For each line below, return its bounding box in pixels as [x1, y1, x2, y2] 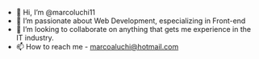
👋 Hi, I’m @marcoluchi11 [15, 8, 95, 17]
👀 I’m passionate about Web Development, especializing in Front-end [15, 16, 246, 26]
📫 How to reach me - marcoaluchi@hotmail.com [15, 42, 179, 51]
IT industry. [15, 33, 54, 42]
